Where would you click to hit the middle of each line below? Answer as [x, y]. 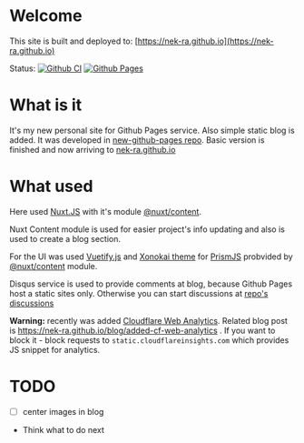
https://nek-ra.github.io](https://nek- [206, 41]
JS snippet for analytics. [55, 349]
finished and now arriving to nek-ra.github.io [93, 149]
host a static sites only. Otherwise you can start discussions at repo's [139, 293]
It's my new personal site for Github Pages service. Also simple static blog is [152, 130]
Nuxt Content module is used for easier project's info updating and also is [147, 229]
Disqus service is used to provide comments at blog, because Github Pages [151, 284]
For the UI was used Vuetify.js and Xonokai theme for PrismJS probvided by [151, 257]
